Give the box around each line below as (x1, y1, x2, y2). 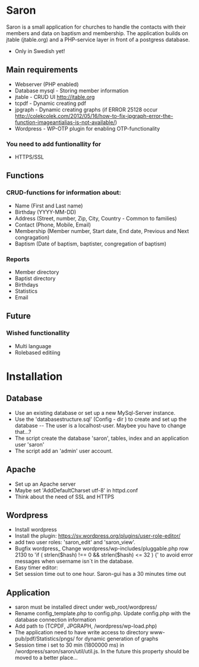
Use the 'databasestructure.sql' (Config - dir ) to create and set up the (14, 415, 187, 423)
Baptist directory (14, 275, 56, 282)
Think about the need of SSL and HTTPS (14, 493, 115, 500)
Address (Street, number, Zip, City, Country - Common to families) (14, 215, 177, 222)
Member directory (14, 269, 59, 276)
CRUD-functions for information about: (6, 188, 122, 197)
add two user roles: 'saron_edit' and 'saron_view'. (14, 539, 135, 546)
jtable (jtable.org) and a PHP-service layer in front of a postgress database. (6, 36, 190, 43)
